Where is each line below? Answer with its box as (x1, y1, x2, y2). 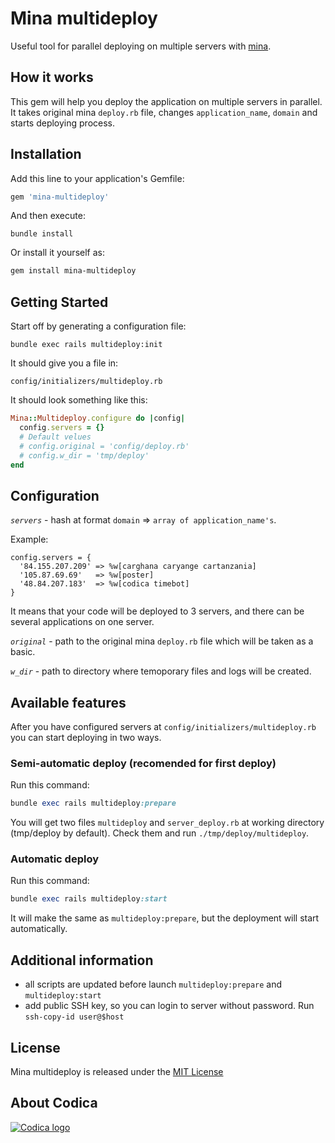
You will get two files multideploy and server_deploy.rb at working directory (10, 817, 325, 829)
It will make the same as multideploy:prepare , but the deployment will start (10, 912, 320, 924)
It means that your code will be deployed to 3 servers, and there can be (10, 605, 305, 617)
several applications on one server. (10, 616, 155, 628)
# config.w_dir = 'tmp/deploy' (19, 450, 150, 461)
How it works (10, 69, 94, 86)
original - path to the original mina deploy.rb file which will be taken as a (10, 635, 314, 647)
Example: (10, 533, 49, 546)
